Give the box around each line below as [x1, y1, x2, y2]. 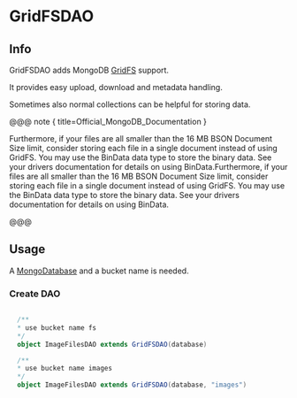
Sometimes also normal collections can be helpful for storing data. [9, 99, 251, 110]
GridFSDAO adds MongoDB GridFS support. [9, 65, 170, 75]
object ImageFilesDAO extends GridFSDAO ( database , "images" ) [17, 380, 247, 390]
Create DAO [9, 287, 61, 300]
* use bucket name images [17, 364, 113, 373]
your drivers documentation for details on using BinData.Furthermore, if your [9, 162, 288, 172]
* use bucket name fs [17, 323, 97, 333]
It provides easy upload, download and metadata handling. [9, 82, 223, 92]
